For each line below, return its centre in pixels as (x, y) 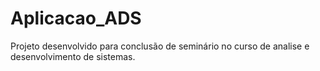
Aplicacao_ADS (76, 18)
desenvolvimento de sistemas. (73, 56)
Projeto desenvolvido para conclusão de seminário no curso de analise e (160, 46)
